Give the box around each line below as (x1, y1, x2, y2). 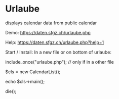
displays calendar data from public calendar (5, 20, 97, 26)
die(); (5, 88, 17, 94)
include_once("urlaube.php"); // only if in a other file (5, 59, 114, 65)
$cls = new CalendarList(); (5, 69, 61, 75)
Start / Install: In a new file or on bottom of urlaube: (5, 49, 111, 55)
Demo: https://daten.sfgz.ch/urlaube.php (5, 29, 91, 35)
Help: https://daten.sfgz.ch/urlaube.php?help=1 (5, 39, 104, 45)
